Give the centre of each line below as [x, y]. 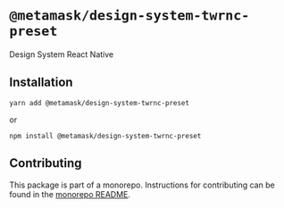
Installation [41, 83]
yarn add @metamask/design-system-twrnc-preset [100, 103]
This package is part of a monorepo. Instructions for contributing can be [142, 185]
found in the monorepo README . [70, 194]
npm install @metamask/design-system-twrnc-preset [105, 136]
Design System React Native [62, 54]
